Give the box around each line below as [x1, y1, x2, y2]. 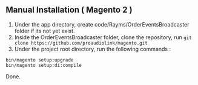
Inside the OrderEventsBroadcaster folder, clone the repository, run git [14, 33, 192, 41]
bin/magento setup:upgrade [5, 57, 74, 63]
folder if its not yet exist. [14, 27, 75, 34]
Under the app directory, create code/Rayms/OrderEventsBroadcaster [14, 20, 190, 28]
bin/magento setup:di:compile [5, 62, 82, 68]
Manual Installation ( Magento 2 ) [5, 5, 133, 15]
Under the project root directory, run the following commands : [14, 45, 171, 52]
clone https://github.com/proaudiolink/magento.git [14, 40, 148, 46]
